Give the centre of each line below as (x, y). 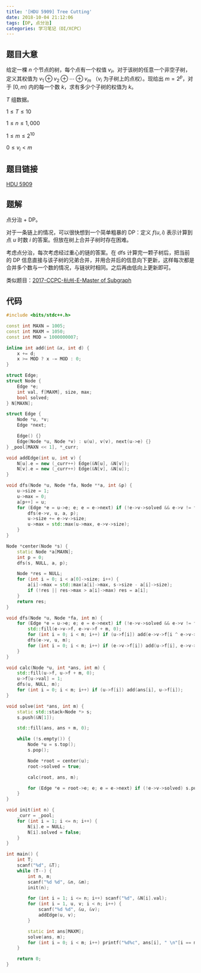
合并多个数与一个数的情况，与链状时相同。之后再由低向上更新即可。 (90, 267)
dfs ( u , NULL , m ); (39, 685)
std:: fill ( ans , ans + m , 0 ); (53, 728)
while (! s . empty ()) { (44, 739)
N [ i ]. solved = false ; (55, 832)
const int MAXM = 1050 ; (36, 332)
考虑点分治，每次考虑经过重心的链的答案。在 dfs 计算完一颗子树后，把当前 (98, 253)
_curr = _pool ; (36, 816)
